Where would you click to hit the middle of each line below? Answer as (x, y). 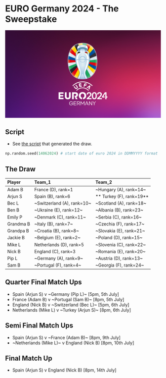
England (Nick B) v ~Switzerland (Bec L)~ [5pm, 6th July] (71, 305)
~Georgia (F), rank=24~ (120, 265)
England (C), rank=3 (55, 251)
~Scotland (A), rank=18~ (121, 203)
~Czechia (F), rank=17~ (120, 224)
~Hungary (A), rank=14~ (121, 189)
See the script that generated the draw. (52, 144)
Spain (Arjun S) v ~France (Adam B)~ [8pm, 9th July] (66, 337)
